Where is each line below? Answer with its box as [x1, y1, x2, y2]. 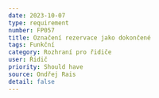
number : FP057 [8, 26, 56, 34]
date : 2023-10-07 [8, 11, 66, 20]
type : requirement [8, 19, 69, 27]
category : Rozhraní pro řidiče [8, 48, 112, 56]
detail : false [8, 77, 56, 85]
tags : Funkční [8, 41, 56, 49]
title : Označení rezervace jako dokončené [8, 33, 151, 42]
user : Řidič [8, 56, 48, 64]
